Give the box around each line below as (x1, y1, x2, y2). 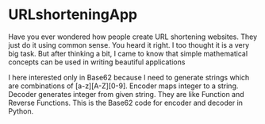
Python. (8, 106, 34, 116)
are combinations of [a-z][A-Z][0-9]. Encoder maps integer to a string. (8, 81, 239, 91)
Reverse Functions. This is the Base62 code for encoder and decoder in (8, 98, 244, 107)
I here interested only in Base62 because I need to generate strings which (8, 72, 250, 82)
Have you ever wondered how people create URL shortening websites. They (8, 32, 258, 41)
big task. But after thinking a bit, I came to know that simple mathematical (8, 48, 248, 58)
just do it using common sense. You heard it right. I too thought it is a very (8, 40, 250, 49)
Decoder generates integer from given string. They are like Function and (8, 89, 244, 99)
